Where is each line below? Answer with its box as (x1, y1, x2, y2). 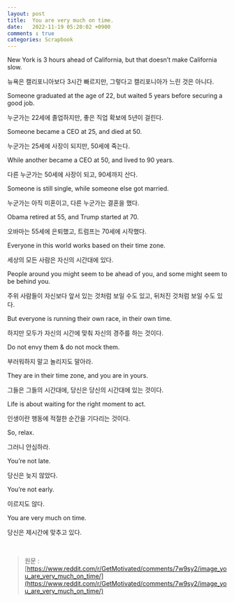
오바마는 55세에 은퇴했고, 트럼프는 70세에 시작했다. (7, 227, 147, 235)
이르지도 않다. (7, 500, 45, 508)
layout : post (7, 10, 45, 18)
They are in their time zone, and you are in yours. (7, 371, 149, 380)
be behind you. (7, 278, 51, 286)
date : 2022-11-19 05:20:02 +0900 (7, 23, 111, 30)
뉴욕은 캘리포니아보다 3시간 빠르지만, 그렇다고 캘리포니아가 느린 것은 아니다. (7, 78, 214, 86)
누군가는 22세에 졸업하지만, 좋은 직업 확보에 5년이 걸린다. (7, 114, 164, 122)
